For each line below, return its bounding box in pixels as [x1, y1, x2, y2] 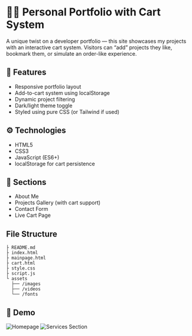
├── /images [11, 281, 41, 287]
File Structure [6, 229, 57, 239]
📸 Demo [6, 308, 35, 318]
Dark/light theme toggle [14, 102, 73, 109]
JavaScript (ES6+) [14, 153, 60, 161]
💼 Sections [6, 177, 47, 187]
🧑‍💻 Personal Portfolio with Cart [6, 5, 161, 19]
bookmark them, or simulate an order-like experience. [6, 50, 137, 57]
